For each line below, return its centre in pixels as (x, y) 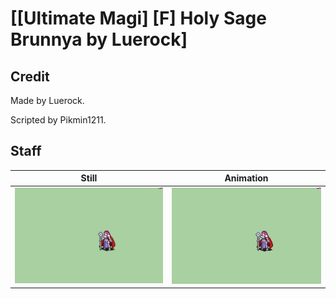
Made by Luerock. (47, 100)
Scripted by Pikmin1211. (58, 120)
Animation (246, 178)
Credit (30, 76)
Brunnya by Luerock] (99, 39)
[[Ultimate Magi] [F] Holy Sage (138, 18)
